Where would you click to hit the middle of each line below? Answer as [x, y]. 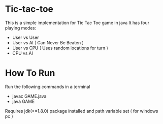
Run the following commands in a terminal [48, 87]
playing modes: [21, 28]
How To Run [30, 73]
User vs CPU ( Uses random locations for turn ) [60, 48]
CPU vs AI [22, 53]
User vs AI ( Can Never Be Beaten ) [48, 42]
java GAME [23, 101]
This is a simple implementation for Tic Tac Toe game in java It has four [77, 23]
